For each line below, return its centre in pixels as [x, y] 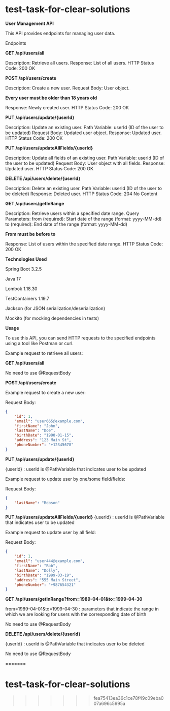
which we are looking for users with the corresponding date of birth [76, 614]
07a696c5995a [110, 704]
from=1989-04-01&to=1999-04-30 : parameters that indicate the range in [82, 609]
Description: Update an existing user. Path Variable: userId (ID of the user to [84, 127]
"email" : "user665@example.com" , [50, 421]
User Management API [30, 23]
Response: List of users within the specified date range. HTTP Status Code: [84, 244]
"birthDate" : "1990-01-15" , [44, 436]
